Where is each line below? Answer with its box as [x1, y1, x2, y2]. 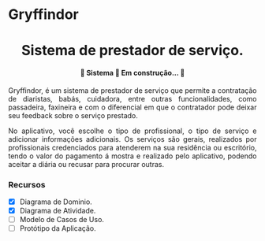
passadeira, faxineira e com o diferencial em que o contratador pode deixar [8, 102, 257, 112]
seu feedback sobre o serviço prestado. [8, 110, 138, 120]
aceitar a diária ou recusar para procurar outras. [8, 159, 164, 169]
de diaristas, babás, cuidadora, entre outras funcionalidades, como [8, 94, 257, 103]
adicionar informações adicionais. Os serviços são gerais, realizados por [8, 134, 257, 143]
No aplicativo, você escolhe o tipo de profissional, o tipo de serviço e [8, 126, 257, 135]
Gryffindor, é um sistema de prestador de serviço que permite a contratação [8, 85, 257, 95]
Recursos [8, 179, 46, 190]
